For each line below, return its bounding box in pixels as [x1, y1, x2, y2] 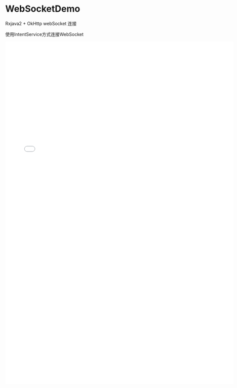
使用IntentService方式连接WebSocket [5, 31, 84, 37]
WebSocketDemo [5, 3, 81, 15]
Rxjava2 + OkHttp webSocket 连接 [5, 20, 77, 26]
